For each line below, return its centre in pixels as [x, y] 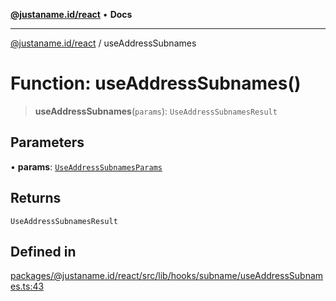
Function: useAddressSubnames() [156, 83]
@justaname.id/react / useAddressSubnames [103, 43]
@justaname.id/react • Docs [71, 14]
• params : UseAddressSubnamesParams [86, 166]
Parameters [47, 142]
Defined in [43, 251]
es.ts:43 [27, 286]
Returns [36, 198]
